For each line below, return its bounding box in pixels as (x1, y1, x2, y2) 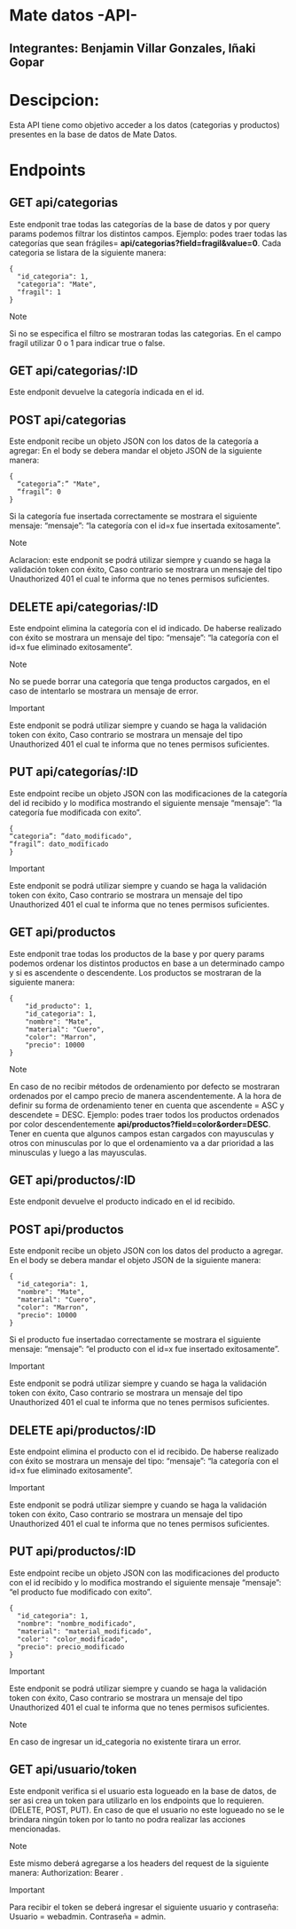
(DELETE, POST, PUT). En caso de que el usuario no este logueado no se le (9, 1804, 285, 1815)
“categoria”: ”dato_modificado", (9, 832, 133, 841)
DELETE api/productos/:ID (9, 1422, 157, 1438)
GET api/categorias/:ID (9, 363, 139, 378)
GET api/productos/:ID (9, 1173, 136, 1188)
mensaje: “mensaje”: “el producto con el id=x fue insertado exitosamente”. (9, 1344, 280, 1355)
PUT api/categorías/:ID (9, 764, 139, 779)
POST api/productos (9, 1221, 124, 1237)
